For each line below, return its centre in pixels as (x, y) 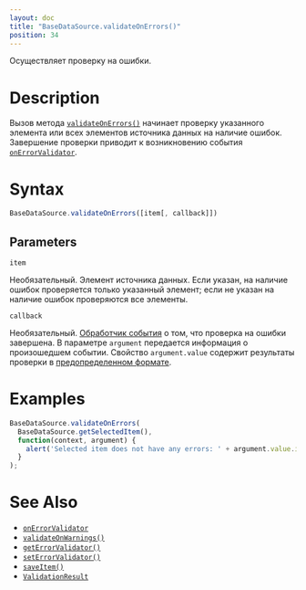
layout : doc (32, 18)
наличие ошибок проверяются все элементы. (99, 299)
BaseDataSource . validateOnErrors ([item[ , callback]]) (114, 214)
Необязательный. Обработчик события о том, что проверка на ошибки (148, 332)
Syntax (37, 189)
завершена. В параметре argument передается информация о (129, 342)
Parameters (43, 242)
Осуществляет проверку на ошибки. (81, 61)
